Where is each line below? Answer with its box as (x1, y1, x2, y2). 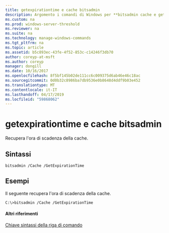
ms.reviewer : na (5, 26, 39, 31)
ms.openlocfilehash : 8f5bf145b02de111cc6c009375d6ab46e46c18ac (5, 73, 141, 78)
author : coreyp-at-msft (5, 54, 55, 60)
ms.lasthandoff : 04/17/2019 (5, 92, 64, 97)
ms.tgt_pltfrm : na (5, 40, 44, 45)
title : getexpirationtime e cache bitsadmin (5, 7, 100, 13)
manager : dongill (5, 64, 42, 69)
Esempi (5, 177, 29, 185)
